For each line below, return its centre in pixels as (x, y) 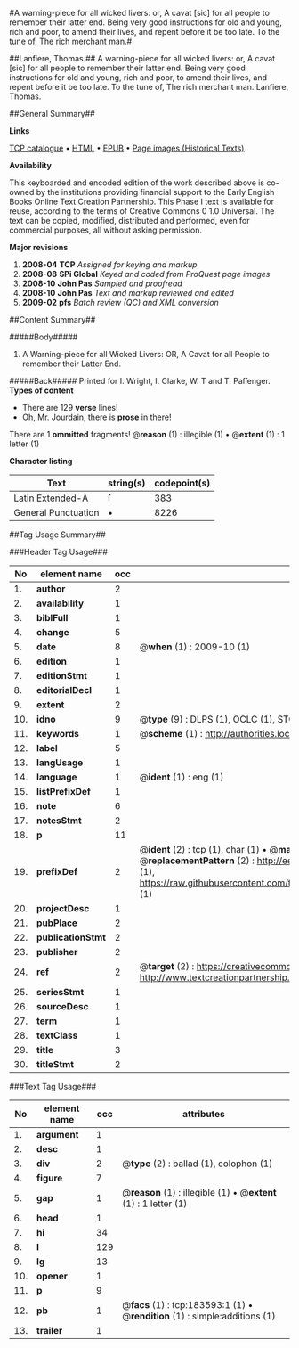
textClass (57, 1035)
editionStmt (62, 676)
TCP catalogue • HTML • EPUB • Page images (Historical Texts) (127, 148)
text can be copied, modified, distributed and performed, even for (130, 221)
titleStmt (55, 1064)
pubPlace (57, 923)
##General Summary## (52, 114)
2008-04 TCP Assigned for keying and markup (109, 265)
